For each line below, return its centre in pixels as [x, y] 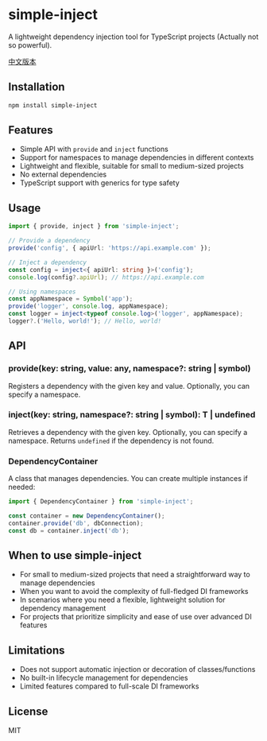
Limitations [37, 650]
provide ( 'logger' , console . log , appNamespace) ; [89, 306]
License [28, 711]
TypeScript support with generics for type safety [100, 183]
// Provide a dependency [49, 241]
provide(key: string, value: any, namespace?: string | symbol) [130, 369]
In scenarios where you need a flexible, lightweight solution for [122, 600]
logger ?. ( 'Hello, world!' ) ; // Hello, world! [85, 321]
